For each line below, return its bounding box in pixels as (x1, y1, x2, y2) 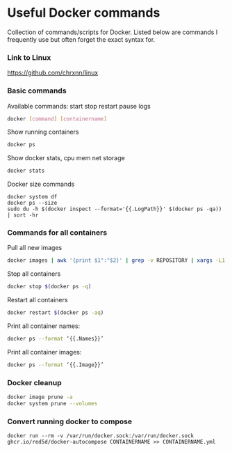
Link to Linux (7, 52, 51, 62)
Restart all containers (7, 296, 68, 304)
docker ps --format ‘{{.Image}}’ (7, 361, 104, 368)
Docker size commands (7, 180, 75, 189)
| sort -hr (7, 212, 39, 219)
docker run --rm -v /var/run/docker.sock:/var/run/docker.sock (7, 432, 194, 439)
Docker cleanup (7, 377, 63, 387)
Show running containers (7, 127, 79, 137)
